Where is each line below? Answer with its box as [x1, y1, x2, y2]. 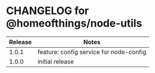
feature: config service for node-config [37, 48, 147, 56]
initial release [37, 57, 75, 65]
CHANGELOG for [6, 4, 89, 18]
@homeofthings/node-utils [6, 16, 143, 30]
